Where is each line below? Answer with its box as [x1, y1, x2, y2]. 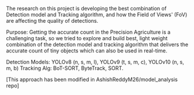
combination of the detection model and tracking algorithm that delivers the [6, 41, 189, 48]
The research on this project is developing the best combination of [6, 5, 167, 12]
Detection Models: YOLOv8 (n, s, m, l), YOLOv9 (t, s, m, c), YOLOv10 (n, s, [6, 58, 185, 65]
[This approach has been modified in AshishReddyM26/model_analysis [6, 76, 178, 83]
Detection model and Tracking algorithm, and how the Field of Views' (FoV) [6, 11, 188, 18]
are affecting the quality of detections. [6, 17, 98, 24]
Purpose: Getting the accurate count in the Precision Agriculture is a [6, 29, 171, 36]
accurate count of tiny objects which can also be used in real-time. [6, 47, 168, 54]
